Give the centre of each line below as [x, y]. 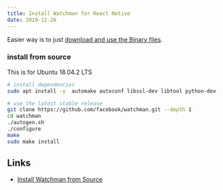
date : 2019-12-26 [32, 20]
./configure [24, 129]
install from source [39, 57]
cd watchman [24, 116]
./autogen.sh [26, 123]
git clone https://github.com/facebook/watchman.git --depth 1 [99, 110]
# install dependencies [41, 84]
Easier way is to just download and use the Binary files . [85, 39]
